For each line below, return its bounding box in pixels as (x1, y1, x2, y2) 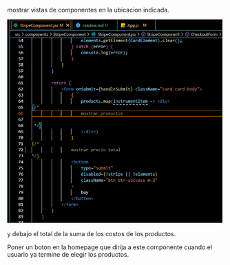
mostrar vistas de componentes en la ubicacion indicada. (7, 6, 170, 14)
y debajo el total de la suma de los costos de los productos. (7, 229, 176, 238)
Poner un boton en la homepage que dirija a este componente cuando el (7, 243, 212, 251)
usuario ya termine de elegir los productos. (7, 250, 129, 258)
